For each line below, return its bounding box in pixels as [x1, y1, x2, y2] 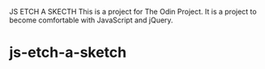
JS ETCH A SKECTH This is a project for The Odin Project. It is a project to [9, 7, 258, 16]
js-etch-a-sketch [9, 43, 127, 62]
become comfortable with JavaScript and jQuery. [9, 15, 173, 25]
